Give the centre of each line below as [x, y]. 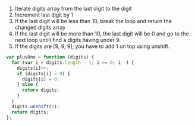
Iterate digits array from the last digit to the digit [73, 9]
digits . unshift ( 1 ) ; [36, 106]
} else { [28, 85]
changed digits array [40, 27]
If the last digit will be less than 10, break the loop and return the [93, 21]
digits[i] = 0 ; [41, 79]
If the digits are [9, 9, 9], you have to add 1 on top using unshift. [92, 46]
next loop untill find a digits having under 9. [67, 40]
